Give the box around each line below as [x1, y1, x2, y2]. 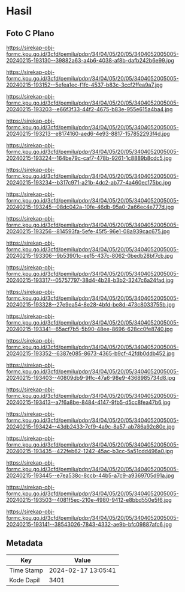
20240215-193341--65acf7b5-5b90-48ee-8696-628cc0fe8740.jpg [6, 326, 173, 332]
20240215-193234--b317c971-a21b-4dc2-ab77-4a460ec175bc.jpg [6, 179, 172, 186]
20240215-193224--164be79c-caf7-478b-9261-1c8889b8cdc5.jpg [6, 154, 172, 162]
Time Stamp [9, 566, 44, 575]
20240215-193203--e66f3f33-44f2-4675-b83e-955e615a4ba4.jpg [6, 106, 173, 112]
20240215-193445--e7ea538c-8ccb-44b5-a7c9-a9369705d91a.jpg [6, 472, 175, 479]
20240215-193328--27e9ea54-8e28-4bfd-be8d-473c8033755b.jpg [6, 301, 175, 308]
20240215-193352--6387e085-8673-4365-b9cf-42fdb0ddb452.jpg [6, 350, 175, 357]
